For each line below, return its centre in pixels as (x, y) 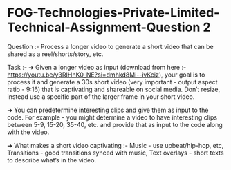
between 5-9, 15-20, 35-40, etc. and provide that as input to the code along (115, 124)
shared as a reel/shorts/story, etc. (55, 54)
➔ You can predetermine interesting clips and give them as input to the (108, 110)
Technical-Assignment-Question (104, 27)
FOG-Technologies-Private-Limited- (113, 13)
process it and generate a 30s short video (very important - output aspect (112, 82)
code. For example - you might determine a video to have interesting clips (112, 117)
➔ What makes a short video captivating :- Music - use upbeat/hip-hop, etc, (115, 145)
